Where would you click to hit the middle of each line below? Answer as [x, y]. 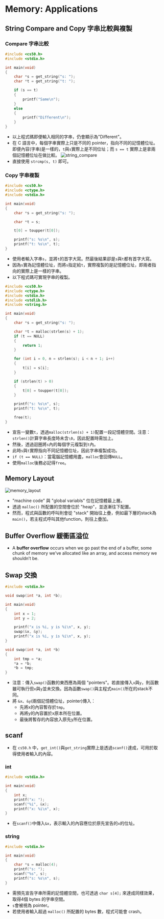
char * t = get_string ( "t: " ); [45, 81]
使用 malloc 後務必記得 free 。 [40, 463]
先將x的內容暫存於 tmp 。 [43, 707]
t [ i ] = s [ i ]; [36, 368]
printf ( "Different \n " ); [47, 118]
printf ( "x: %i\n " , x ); [37, 809]
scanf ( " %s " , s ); [31, 874]
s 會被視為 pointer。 [32, 905]
